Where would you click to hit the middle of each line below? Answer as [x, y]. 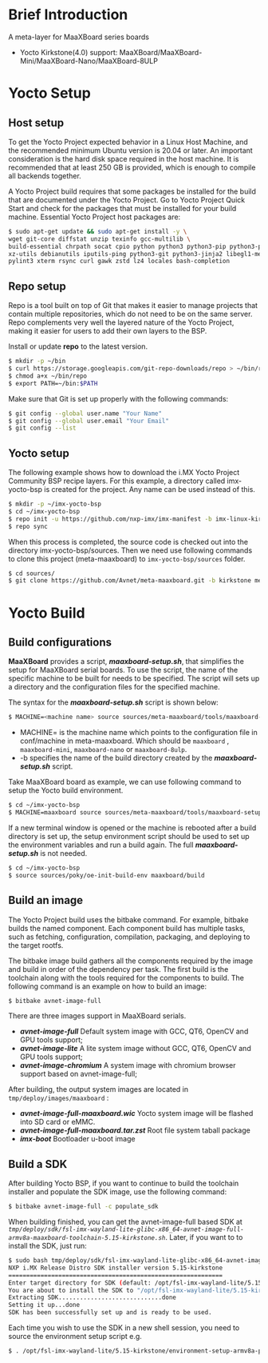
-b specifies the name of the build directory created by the [116, 758]
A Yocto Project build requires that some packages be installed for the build [132, 191]
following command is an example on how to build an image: [108, 986]
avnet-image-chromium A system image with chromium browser [128, 1065]
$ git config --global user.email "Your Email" [89, 421]
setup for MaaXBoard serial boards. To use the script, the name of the [123, 670]
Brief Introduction [68, 15]
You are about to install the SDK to [71, 1290]
